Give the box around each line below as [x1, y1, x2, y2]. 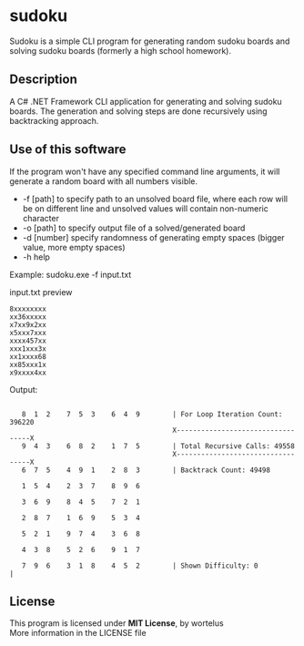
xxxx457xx [9, 336, 47, 345]
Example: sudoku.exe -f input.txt [9, 269, 132, 280]
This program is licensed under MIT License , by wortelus [9, 618, 225, 629]
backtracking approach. [9, 115, 99, 126]
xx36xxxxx [9, 312, 47, 322]
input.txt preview [9, 286, 73, 297]
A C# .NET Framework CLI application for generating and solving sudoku [9, 96, 282, 107]
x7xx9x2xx [9, 320, 47, 329]
